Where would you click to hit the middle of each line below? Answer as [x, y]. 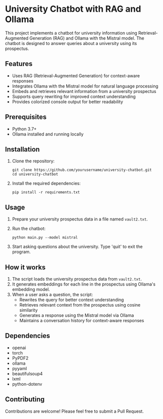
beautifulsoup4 [27, 374]
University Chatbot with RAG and [73, 9]
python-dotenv [27, 384]
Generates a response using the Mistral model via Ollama [77, 315]
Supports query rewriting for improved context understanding [74, 96]
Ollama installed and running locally [48, 134]
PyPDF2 [20, 358]
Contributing [25, 399]
